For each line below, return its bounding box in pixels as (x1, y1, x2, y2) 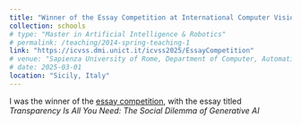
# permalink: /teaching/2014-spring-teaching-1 (9, 37, 191, 47)
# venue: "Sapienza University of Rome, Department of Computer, (9, 54, 258, 63)
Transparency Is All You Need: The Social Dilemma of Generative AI (9, 104, 260, 116)
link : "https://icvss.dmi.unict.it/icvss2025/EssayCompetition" (9, 46, 254, 55)
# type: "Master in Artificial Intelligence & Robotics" (9, 29, 227, 38)
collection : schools (9, 21, 87, 30)
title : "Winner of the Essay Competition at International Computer (9, 12, 271, 22)
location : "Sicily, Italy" (9, 71, 110, 80)
